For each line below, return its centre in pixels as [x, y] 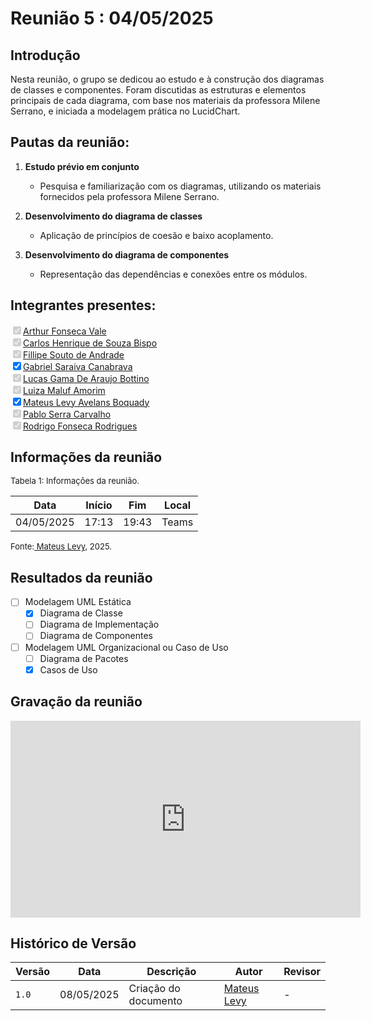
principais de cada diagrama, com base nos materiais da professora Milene [165, 100]
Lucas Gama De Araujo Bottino [86, 378]
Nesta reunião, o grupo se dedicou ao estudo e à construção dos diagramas [167, 79]
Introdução [45, 55]
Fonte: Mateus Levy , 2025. [61, 546]
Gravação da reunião [76, 702]
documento [155, 1001]
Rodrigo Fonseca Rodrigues [80, 426]
